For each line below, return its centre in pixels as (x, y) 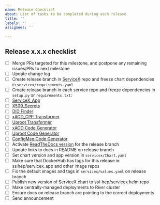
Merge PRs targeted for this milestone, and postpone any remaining (79, 63)
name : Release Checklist (30, 9)
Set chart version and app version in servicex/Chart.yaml (69, 155)
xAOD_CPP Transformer (36, 117)
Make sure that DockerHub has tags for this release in (66, 160)
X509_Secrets (26, 106)
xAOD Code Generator (34, 128)
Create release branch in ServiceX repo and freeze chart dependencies (83, 79)
